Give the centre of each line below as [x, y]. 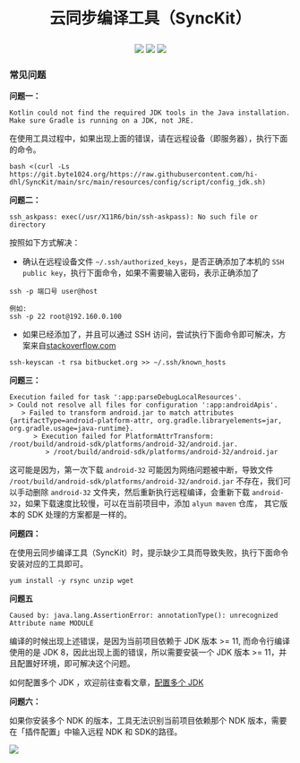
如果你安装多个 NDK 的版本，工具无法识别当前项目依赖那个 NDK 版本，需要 [148, 721]
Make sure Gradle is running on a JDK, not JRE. [102, 121]
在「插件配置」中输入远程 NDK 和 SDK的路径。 [96, 732]
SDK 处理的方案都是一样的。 [79, 515]
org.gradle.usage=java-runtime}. [72, 429]
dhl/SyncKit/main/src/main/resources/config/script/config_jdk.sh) [138, 183]
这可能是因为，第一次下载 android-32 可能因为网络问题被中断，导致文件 [141, 470]
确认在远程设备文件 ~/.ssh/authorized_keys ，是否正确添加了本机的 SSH [153, 261]
